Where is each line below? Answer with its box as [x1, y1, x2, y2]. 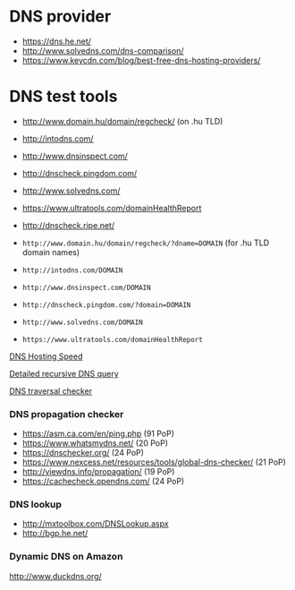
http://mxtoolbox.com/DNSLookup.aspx [21, 518, 169, 529]
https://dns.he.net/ [21, 36, 92, 47]
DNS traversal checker [9, 385, 92, 396]
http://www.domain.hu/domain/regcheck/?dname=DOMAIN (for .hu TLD [21, 237, 270, 248]
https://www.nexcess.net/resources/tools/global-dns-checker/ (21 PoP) [21, 457, 286, 467]
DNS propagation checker [9, 407, 124, 420]
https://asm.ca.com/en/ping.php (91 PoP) [21, 428, 175, 440]
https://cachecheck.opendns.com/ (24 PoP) [21, 476, 185, 487]
